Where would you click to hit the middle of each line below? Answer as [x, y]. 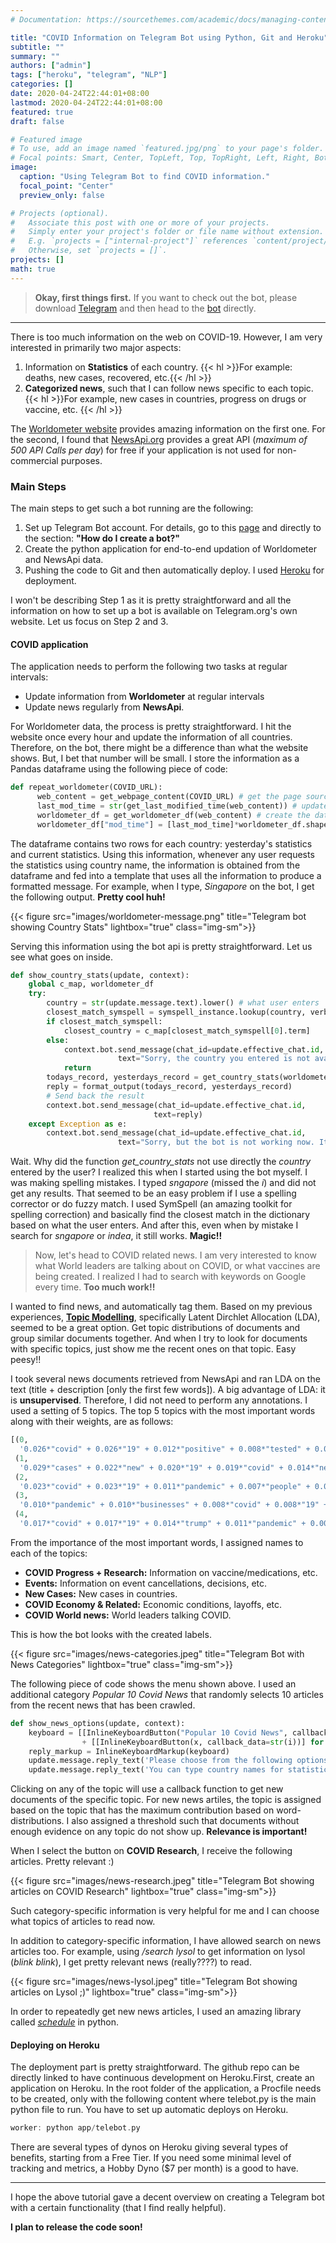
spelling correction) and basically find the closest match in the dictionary [160, 1215]
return [77, 1068]
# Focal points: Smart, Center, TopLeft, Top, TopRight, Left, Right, [160, 158]
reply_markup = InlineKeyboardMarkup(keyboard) [129, 1751]
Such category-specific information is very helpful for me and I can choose [165, 1911]
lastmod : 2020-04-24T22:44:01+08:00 [86, 102]
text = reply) [178, 1114]
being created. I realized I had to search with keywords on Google [170, 1277]
